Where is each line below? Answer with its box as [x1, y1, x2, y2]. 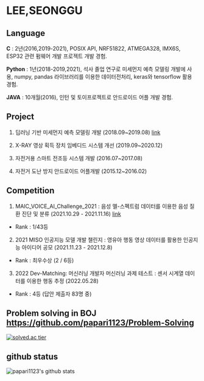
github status [6, 351, 58, 361]
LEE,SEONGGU [6, 4, 83, 18]
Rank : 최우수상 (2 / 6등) [15, 257, 74, 264]
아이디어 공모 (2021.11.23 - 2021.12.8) [21, 243, 113, 251]
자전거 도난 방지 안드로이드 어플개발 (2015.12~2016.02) [15, 167, 147, 174]
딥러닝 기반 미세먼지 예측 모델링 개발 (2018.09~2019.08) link [15, 129, 161, 136]
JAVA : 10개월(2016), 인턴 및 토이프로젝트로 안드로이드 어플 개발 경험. [6, 94, 174, 101]
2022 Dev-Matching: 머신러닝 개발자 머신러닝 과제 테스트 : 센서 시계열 [15, 269, 184, 277]
